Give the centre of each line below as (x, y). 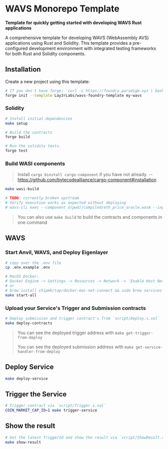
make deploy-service (27, 379)
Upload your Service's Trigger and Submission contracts (75, 308)
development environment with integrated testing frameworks (92, 48)
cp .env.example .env (28, 267)
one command (32, 222)
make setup (16, 123)
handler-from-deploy (39, 352)
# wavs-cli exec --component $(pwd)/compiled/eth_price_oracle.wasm (78, 207)
